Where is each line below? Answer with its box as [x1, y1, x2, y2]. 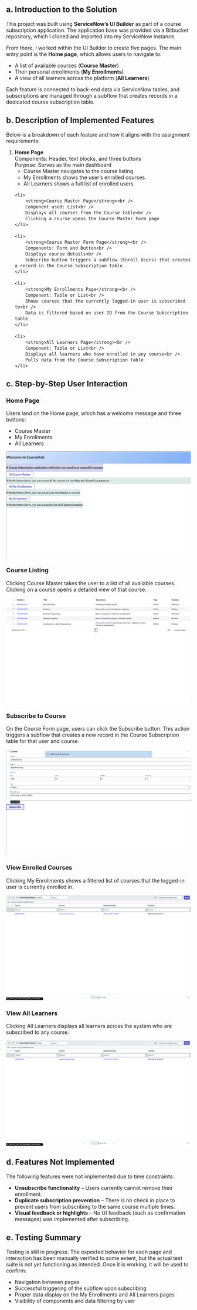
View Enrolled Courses [6, 864, 73, 872]
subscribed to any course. [6, 1029, 69, 1036]
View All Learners [6, 1009, 58, 1017]
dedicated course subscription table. [6, 98, 95, 105]
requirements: [6, 137, 40, 144]
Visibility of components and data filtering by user [14, 1297, 135, 1304]
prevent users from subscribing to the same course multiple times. [14, 1203, 176, 1210]
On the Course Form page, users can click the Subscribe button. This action [6, 725, 190, 732]
